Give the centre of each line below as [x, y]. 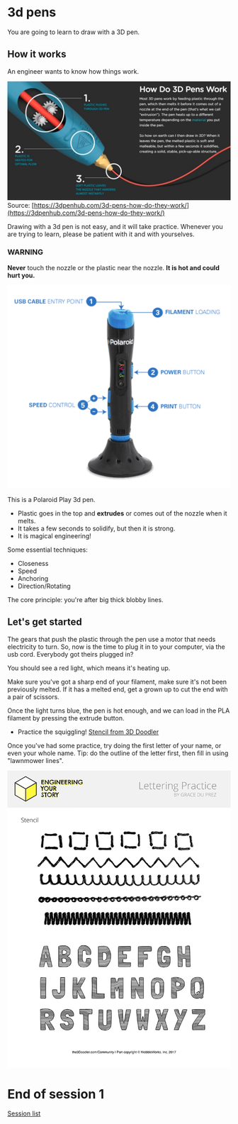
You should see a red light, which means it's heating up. [89, 668]
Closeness [33, 564]
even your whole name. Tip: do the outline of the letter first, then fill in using [118, 753]
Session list [24, 1113]
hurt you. [21, 275]
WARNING [25, 252]
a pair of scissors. [34, 696]
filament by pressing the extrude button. [66, 718]
